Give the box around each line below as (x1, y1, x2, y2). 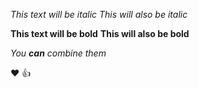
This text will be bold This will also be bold (10, 28, 190, 39)
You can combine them (10, 47, 107, 59)
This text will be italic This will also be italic (10, 9, 188, 20)
